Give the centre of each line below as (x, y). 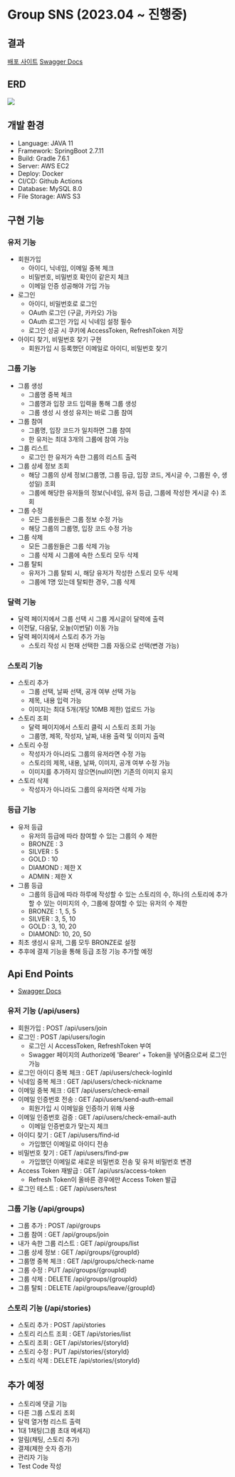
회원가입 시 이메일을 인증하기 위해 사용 (82, 1108)
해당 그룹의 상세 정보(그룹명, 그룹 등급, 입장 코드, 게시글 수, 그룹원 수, (124, 474)
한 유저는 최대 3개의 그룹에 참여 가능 (79, 439)
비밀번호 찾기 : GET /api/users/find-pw (73, 1153)
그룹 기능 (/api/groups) (46, 1208)
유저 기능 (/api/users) (44, 1011)
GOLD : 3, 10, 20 (52, 926)
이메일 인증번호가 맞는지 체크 (68, 1126)
